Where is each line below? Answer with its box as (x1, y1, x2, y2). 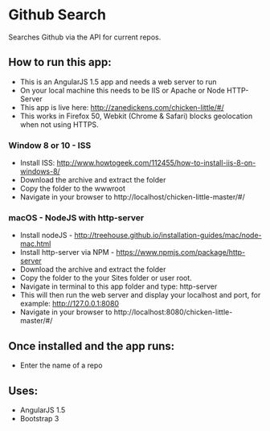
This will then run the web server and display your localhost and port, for (19, 290, 261, 300)
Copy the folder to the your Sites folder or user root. (19, 273, 193, 283)
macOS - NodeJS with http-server (8, 211, 145, 223)
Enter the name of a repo (19, 360, 103, 371)
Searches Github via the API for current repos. (8, 32, 162, 42)
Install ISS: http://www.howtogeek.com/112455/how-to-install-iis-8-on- (19, 158, 256, 168)
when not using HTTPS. (19, 119, 99, 129)
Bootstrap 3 (19, 413, 59, 423)
